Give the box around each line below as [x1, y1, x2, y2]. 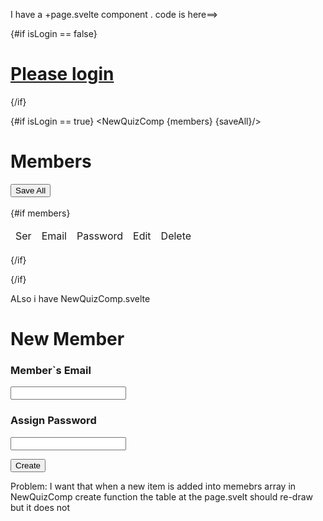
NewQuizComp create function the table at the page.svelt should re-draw [10, 490, 313, 503]
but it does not [10, 501, 70, 513]
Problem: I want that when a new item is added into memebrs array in [10, 480, 297, 492]
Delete [160, 229, 192, 243]
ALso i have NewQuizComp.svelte [10, 292, 151, 304]
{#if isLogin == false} [10, 28, 98, 39]
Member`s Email [10, 363, 92, 377]
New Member [10, 328, 125, 351]
